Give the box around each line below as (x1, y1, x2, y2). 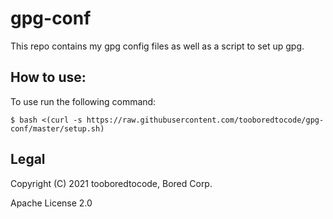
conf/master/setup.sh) (10, 123, 105, 134)
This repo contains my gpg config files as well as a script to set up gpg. (10, 40, 305, 52)
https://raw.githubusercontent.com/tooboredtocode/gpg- (86, 115, 325, 125)
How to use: (10, 69, 87, 86)
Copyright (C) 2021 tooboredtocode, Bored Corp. (10, 177, 213, 189)
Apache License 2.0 (10, 197, 93, 209)
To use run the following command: (10, 95, 157, 107)
